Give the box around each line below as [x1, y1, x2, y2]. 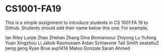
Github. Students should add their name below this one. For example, [5, 24, 148, 30]
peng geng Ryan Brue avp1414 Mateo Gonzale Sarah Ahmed [5, 45, 130, 51]
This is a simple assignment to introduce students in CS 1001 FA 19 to [5, 19, 148, 25]
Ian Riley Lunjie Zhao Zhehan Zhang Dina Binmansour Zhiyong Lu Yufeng [5, 34, 156, 40]
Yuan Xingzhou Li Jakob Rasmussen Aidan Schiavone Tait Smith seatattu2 [5, 39, 159, 45]
